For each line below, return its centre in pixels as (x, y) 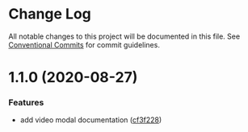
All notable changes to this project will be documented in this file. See (124, 36)
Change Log (50, 14)
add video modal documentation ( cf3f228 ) (91, 120)
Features (26, 103)
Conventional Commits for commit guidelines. (84, 44)
